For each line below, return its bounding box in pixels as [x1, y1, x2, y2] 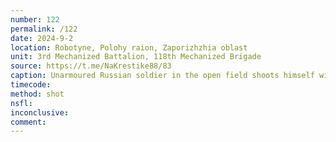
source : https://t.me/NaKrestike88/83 [10, 61, 172, 71]
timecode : [10, 80, 52, 90]
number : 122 [10, 14, 60, 25]
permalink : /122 [10, 24, 78, 34]
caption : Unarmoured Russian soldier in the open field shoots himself [10, 71, 315, 81]
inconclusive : [10, 107, 70, 118]
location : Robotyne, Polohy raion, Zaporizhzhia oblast [10, 42, 248, 53]
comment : [10, 117, 47, 127]
